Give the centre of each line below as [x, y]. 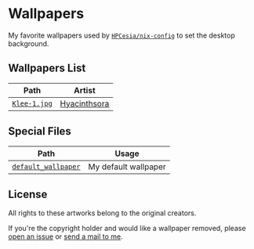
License [28, 194]
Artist [84, 90]
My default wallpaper [127, 167]
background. [29, 43]
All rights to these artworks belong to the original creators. [102, 213]
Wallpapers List [47, 69]
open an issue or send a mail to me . [65, 236]
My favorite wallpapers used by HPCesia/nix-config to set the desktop [122, 35]
